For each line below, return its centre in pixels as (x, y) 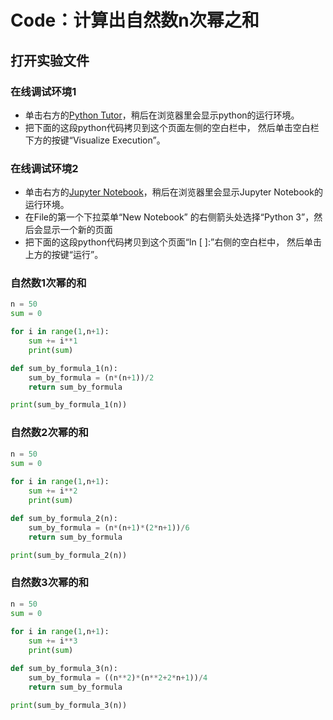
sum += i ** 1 (53, 341)
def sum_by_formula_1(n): (64, 368)
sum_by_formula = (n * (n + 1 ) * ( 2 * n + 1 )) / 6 (109, 527)
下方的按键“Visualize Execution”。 (95, 140)
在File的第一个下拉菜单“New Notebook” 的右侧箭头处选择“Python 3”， (169, 217)
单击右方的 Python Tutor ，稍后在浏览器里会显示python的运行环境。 (162, 115)
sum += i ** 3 (53, 641)
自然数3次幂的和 (50, 583)
